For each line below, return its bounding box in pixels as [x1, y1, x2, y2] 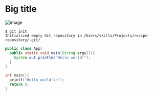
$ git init [5, 29, 27, 34]
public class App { [5, 46, 43, 51]
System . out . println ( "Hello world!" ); [14, 55, 91, 60]
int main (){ [5, 73, 29, 78]
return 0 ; [9, 82, 29, 87]
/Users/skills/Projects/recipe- [84, 33, 150, 38]
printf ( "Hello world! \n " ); [9, 77, 65, 82]
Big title [5, 3, 37, 15]
